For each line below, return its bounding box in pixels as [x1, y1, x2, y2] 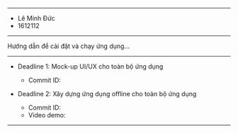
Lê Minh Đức [17, 14, 55, 22]
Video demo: [28, 111, 66, 119]
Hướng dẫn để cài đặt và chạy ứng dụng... [7, 42, 130, 50]
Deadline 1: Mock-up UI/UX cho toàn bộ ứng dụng [17, 62, 164, 71]
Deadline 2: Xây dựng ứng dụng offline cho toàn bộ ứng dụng [17, 90, 197, 98]
